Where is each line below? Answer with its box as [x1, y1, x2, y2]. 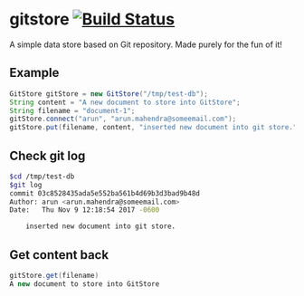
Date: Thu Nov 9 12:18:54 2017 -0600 [9, 205, 160, 215]
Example [9, 65, 60, 81]
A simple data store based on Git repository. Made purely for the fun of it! [9, 39, 283, 50]
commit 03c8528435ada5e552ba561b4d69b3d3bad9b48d [9, 188, 201, 198]
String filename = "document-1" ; [9, 106, 136, 115]
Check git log [9, 148, 86, 163]
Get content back [9, 247, 109, 263]
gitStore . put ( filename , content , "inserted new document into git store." [9, 123, 298, 132]
